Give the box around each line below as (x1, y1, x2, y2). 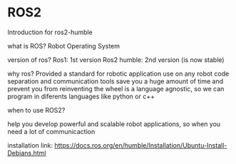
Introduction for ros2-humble (7, 28, 93, 36)
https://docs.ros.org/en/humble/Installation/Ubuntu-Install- (54, 140, 227, 150)
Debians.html (7, 148, 46, 157)
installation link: (7, 140, 53, 150)
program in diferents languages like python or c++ (7, 92, 155, 101)
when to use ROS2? (7, 106, 66, 114)
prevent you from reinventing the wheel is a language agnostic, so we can (7, 84, 225, 93)
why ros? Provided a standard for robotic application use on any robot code (7, 69, 230, 78)
